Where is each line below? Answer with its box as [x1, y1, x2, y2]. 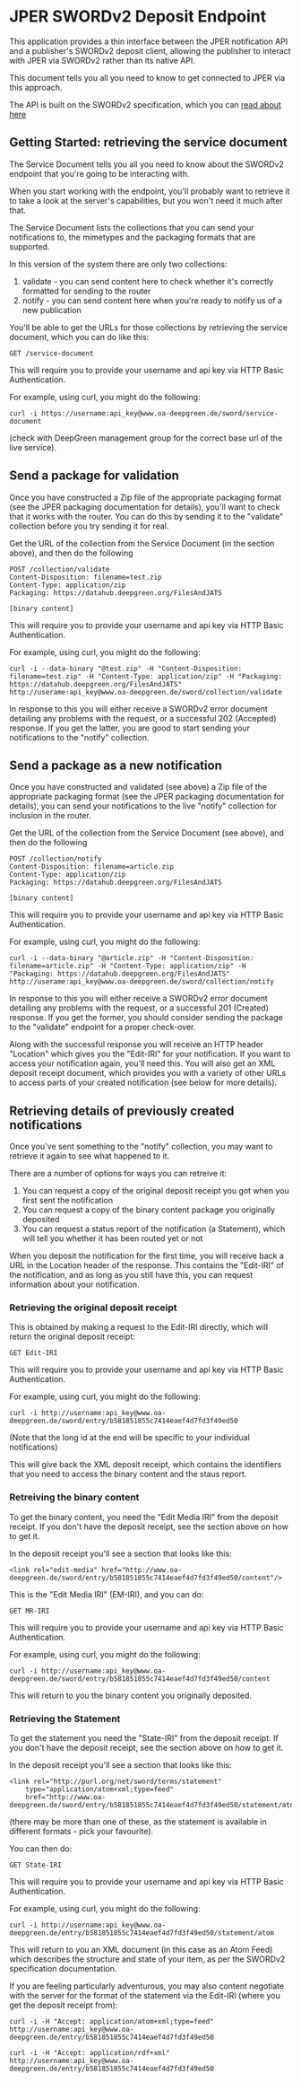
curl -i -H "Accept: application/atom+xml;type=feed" [9, 2017, 215, 2026]
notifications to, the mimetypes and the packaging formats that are [9, 232, 256, 242]
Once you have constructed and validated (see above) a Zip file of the [9, 782, 267, 792]
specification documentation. [9, 1964, 117, 1974]
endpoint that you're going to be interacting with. [9, 168, 190, 179]
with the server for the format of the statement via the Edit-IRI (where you [9, 1990, 280, 2001]
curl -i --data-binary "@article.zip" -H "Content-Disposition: [9, 954, 254, 963]
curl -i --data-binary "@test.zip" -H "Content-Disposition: [9, 664, 243, 673]
